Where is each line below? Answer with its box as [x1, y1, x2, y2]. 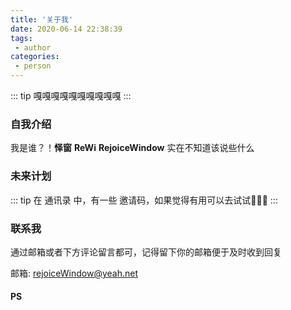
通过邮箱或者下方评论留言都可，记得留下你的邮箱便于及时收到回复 [10, 246, 282, 258]
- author [14, 42, 52, 53]
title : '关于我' [10, 14, 74, 25]
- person [14, 61, 52, 71]
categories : [10, 52, 60, 62]
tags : [10, 33, 33, 43]
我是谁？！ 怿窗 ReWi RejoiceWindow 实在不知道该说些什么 [10, 142, 255, 154]
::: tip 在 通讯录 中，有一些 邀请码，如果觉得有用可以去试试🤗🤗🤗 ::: [10, 194, 278, 206]
